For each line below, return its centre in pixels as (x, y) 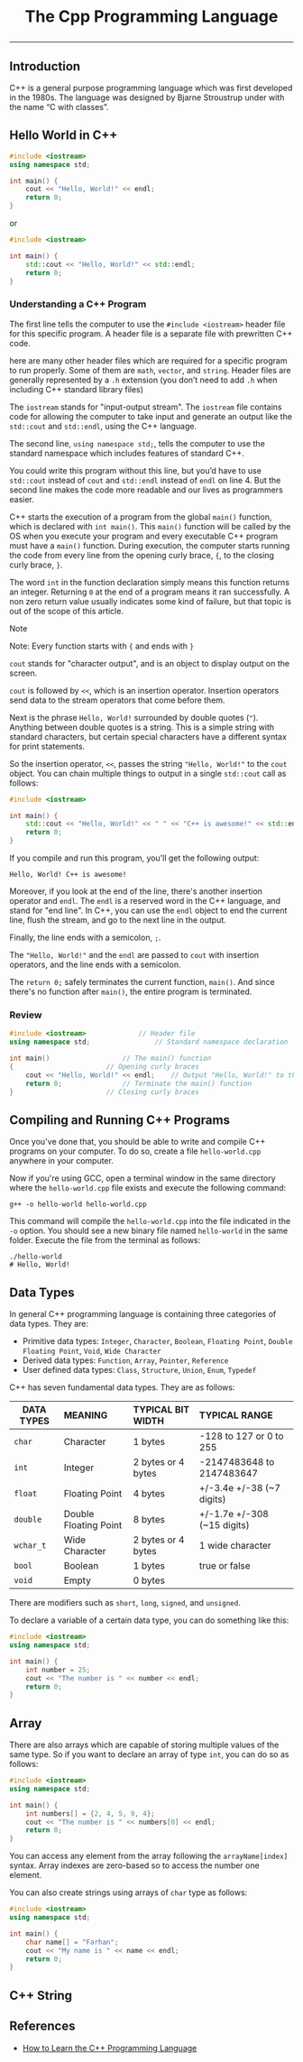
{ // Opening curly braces (105, 1067)
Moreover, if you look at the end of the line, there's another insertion (136, 891)
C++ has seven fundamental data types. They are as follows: (122, 1387)
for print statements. (47, 746)
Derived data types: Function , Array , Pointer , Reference (125, 1360)
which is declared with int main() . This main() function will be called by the (150, 526)
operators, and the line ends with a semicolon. (95, 965)
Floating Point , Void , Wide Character (92, 1351)
